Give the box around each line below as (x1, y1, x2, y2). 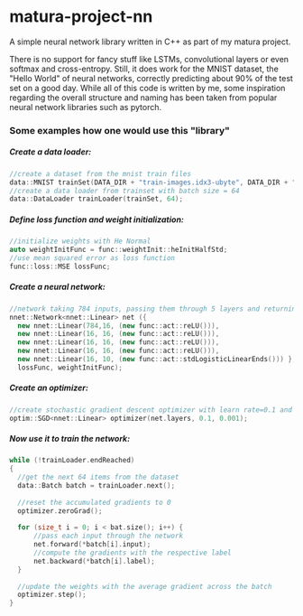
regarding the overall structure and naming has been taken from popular (9, 92, 278, 103)
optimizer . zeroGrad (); (17, 506, 103, 516)
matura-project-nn (9, 6, 153, 27)
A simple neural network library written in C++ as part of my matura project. (9, 36, 291, 47)
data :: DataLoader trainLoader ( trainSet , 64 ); (9, 194, 183, 204)
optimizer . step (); (17, 590, 87, 600)
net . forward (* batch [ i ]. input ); (32, 540, 151, 549)
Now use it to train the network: (9, 434, 131, 444)
